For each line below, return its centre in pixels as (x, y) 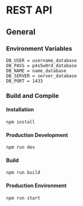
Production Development (37, 135)
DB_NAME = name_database (36, 71)
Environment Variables (39, 49)
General (21, 32)
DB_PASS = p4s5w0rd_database (41, 66)
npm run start (23, 198)
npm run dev (20, 147)
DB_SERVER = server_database (41, 76)
